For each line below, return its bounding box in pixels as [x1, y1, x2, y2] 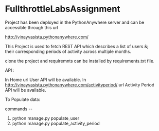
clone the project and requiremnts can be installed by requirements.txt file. [5, 58, 155, 64]
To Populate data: [5, 96, 40, 102]
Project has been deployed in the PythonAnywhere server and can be [5, 19, 144, 25]
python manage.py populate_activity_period [12, 120, 100, 126]
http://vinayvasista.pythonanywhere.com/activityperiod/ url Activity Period [5, 82, 155, 88]
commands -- [5, 106, 33, 112]
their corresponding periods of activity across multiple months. [5, 49, 131, 54]
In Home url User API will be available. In [5, 77, 87, 82]
